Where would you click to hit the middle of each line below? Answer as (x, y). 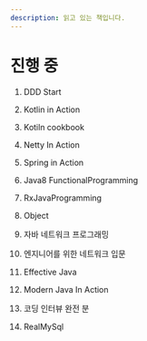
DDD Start (42, 91)
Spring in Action (54, 162)
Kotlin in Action (52, 109)
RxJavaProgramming (63, 198)
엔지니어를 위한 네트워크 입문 (74, 253)
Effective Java (50, 272)
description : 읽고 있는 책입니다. (68, 18)
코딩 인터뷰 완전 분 (56, 308)
